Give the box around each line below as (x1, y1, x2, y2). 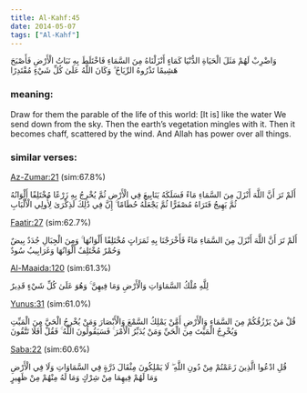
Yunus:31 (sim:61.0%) (10, 297, 92, 309)
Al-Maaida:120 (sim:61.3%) (10, 262, 112, 273)
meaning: (10, 88, 54, 101)
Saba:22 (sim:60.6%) (10, 343, 90, 355)
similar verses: (10, 151, 77, 164)
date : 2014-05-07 (10, 22, 77, 31)
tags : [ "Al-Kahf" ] (10, 30, 80, 39)
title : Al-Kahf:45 (10, 13, 80, 23)
